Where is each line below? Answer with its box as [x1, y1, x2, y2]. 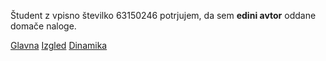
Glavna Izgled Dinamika [10, 40, 108, 51]
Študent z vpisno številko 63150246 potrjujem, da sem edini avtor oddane [10, 10, 317, 21]
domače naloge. [10, 20, 77, 32]
